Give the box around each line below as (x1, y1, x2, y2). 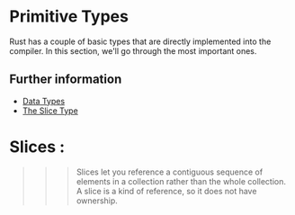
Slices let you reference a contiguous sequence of (76, 166, 264, 177)
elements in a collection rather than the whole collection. (76, 175, 286, 186)
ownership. (76, 195, 119, 206)
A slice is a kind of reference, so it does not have (76, 185, 257, 196)
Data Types (22, 95, 66, 106)
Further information (9, 72, 122, 87)
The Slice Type (22, 105, 78, 116)
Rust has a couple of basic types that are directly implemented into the (9, 36, 272, 47)
